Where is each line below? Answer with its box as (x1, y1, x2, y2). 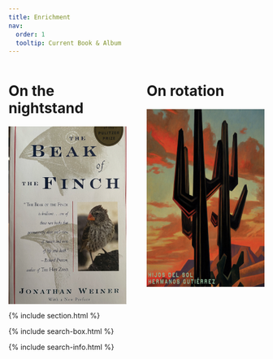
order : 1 (15, 30, 45, 38)
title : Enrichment (8, 13, 71, 21)
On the (8, 82, 55, 101)
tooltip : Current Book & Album (15, 39, 122, 47)
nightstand (8, 99, 84, 118)
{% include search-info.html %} (8, 342, 115, 353)
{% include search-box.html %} (8, 327, 115, 336)
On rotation (146, 82, 225, 101)
